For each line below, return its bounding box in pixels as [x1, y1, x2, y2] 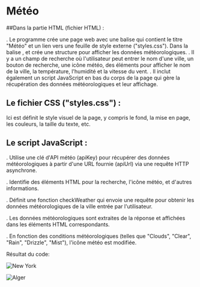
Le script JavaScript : [6, 138, 88, 148]
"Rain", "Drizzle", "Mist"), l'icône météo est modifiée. [6, 239, 137, 246]
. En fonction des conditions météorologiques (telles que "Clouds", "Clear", [6, 232, 192, 239]
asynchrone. [6, 167, 37, 174]
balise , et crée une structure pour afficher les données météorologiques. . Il [6, 48, 195, 55]
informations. [6, 185, 39, 192]
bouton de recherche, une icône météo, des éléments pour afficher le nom [6, 61, 191, 69]
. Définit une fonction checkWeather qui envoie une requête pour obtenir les [6, 196, 195, 203]
